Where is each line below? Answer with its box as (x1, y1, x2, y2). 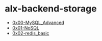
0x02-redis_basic (12, 30, 49, 36)
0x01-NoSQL (12, 24, 39, 30)
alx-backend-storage (5, 3, 97, 14)
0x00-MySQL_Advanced (12, 19, 64, 25)
